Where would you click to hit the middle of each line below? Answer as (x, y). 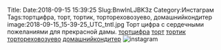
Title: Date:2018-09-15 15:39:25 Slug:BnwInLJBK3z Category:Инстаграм (111, 10)
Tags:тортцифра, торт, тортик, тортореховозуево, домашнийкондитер (110, 17)
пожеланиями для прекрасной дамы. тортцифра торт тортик (96, 32)
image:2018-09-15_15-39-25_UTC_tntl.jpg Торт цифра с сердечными (106, 24)
